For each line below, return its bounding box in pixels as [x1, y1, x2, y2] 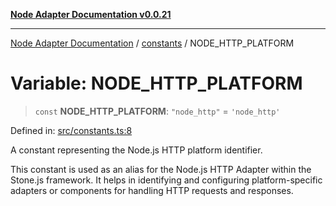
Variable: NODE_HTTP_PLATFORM [10, 72, 303, 95]
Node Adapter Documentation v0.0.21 [10, 9, 172, 20]
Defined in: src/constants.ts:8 [10, 124, 133, 136]
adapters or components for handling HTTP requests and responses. [10, 184, 294, 196]
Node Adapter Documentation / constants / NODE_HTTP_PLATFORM [10, 37, 295, 49]
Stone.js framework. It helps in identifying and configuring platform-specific [10, 174, 323, 186]
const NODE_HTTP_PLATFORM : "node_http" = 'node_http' [34, 105, 281, 117]
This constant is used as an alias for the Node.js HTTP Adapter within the [10, 163, 312, 175]
